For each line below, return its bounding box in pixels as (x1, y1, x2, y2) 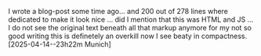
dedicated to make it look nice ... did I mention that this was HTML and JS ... (8, 15, 254, 24)
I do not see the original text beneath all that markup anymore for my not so (8, 23, 252, 32)
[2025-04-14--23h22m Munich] (8, 40, 111, 49)
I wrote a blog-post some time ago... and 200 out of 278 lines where (8, 7, 229, 16)
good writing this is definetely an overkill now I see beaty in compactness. (8, 31, 248, 40)
